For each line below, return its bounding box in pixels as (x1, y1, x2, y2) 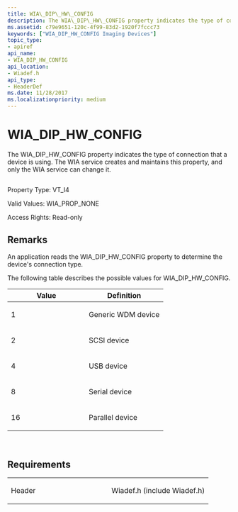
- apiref (7, 43, 33, 50)
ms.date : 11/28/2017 (7, 89, 69, 96)
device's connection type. (7, 260, 84, 269)
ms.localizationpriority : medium (7, 96, 106, 104)
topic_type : (7, 37, 42, 44)
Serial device (88, 387, 132, 397)
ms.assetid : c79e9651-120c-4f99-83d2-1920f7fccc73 (7, 23, 160, 30)
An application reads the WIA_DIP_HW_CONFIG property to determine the (7, 252, 223, 261)
